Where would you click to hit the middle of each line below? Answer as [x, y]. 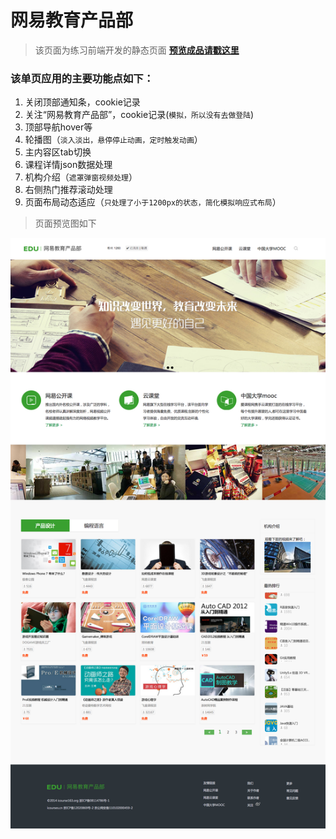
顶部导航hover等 [58, 127]
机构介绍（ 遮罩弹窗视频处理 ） [81, 177]
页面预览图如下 [65, 223]
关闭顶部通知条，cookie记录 [82, 102]
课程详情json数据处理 [68, 165]
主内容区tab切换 [58, 152]
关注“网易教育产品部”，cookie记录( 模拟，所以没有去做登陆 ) [139, 115]
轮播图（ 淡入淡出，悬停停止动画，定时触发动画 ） [113, 140]
